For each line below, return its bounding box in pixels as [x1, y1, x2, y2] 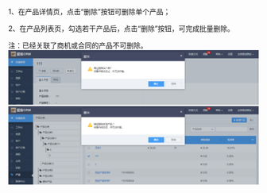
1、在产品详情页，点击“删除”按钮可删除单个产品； [8, 7, 171, 16]
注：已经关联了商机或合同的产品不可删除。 [8, 41, 148, 50]
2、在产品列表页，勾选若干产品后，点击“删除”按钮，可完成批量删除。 [8, 24, 234, 33]
